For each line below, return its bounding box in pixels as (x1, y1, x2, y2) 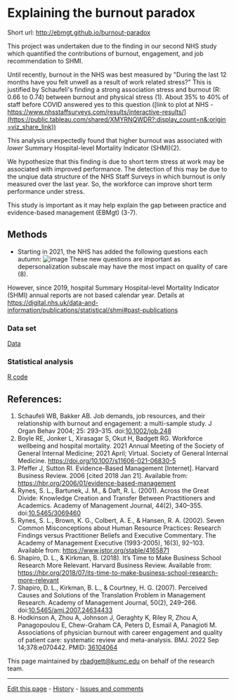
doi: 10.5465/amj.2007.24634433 (17, 606, 113, 614)
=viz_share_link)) (7, 122, 56, 131)
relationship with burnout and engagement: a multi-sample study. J (17, 420, 212, 428)
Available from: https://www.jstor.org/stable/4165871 (17, 546, 170, 555)
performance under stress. (7, 187, 85, 195)
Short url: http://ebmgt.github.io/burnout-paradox (7, 28, 151, 37)
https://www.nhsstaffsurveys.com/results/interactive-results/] (7, 108, 187, 116)
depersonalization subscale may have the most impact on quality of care (17, 262, 228, 271)
